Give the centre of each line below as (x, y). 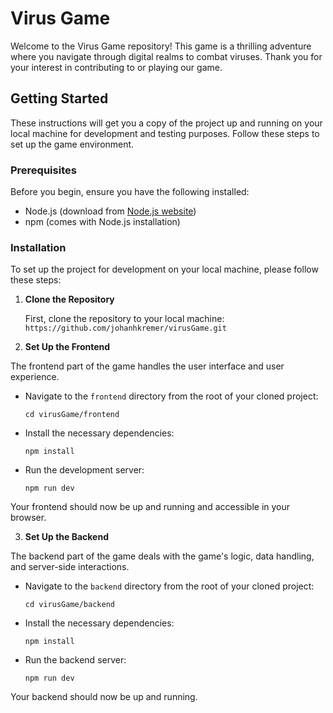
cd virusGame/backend (69, 605)
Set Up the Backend (66, 537)
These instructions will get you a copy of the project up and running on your (166, 123)
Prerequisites (43, 170)
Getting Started (59, 98)
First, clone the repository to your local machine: (124, 319)
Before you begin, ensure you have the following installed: (130, 192)
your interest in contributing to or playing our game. (116, 67)
